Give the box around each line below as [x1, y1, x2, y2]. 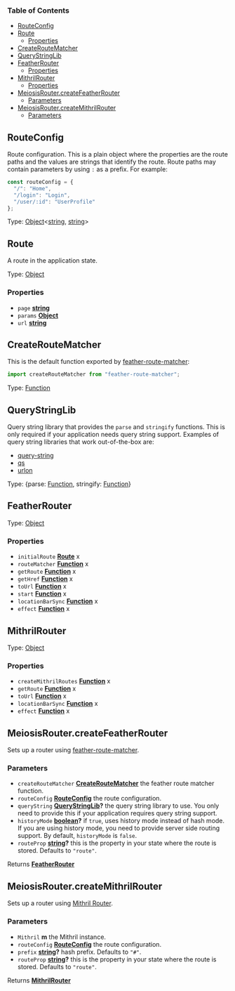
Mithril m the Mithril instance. [17, 933, 107, 941]
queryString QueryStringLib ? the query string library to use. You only [17, 801, 220, 810]
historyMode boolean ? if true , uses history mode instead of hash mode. [17, 817, 225, 825]
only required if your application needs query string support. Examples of [7, 431, 220, 439]
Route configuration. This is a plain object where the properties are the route [7, 150, 228, 159]
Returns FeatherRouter [7, 860, 75, 869]
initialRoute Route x [17, 552, 80, 560]
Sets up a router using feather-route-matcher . [7, 746, 140, 754]
